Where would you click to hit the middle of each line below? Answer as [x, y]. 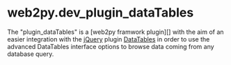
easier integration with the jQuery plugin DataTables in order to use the [109, 39]
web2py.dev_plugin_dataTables [101, 13]
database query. [31, 54]
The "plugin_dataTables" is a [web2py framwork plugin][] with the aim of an [115, 32]
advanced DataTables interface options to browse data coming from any [111, 46]
